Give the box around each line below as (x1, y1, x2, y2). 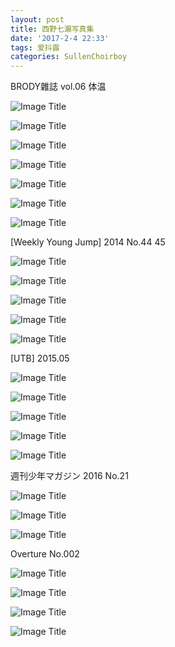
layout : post (10, 14, 65, 25)
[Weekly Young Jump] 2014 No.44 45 (10, 236, 166, 248)
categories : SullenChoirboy (10, 52, 128, 62)
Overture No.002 (10, 548, 80, 560)
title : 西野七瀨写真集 (10, 24, 95, 34)
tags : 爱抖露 (10, 42, 60, 53)
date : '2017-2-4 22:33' (10, 33, 110, 43)
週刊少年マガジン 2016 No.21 (10, 470, 129, 482)
